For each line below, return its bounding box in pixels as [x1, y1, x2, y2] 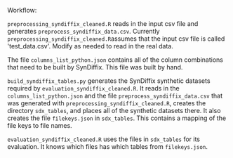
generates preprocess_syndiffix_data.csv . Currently [7, 27, 160, 35]
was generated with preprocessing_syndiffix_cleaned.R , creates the [7, 99, 206, 107]
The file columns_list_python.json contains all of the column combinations [7, 55, 223, 64]
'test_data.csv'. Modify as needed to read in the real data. [7, 42, 173, 50]
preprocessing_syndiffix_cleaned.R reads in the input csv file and [7, 20, 199, 27]
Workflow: [7, 6, 37, 14]
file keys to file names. [7, 121, 72, 129]
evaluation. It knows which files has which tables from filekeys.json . [7, 143, 208, 150]
